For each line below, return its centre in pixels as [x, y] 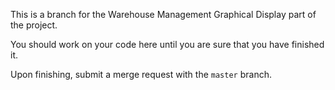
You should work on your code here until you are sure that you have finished [167, 44]
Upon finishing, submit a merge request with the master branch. [141, 74]
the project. [34, 25]
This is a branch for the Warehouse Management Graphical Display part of [163, 14]
